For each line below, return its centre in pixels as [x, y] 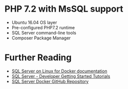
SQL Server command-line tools [44, 33]
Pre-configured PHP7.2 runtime [43, 27]
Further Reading [38, 58]
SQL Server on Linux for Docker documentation [59, 71]
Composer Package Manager [41, 38]
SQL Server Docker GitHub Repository [50, 81]
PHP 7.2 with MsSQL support [64, 9]
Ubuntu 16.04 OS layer [34, 22]
